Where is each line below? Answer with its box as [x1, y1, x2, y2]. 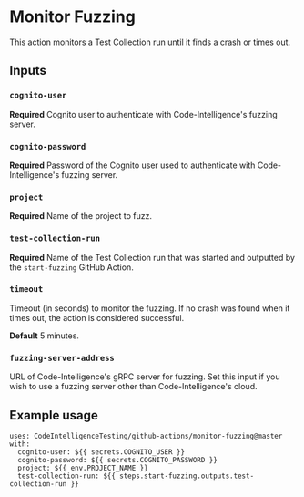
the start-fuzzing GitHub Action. [9, 262, 134, 273]
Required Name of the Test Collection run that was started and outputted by [9, 252, 296, 263]
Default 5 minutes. [9, 330, 80, 341]
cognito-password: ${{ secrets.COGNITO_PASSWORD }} [17, 455, 218, 464]
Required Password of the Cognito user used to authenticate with [9, 160, 256, 171]
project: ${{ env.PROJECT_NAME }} [17, 463, 148, 472]
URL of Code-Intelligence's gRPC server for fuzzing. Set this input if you [9, 371, 280, 382]
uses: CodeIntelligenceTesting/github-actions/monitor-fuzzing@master [9, 431, 283, 440]
